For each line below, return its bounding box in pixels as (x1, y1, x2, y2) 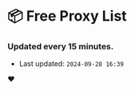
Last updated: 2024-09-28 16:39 (18, 59, 125, 68)
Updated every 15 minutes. (7, 41, 114, 53)
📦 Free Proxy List (7, 7, 127, 25)
